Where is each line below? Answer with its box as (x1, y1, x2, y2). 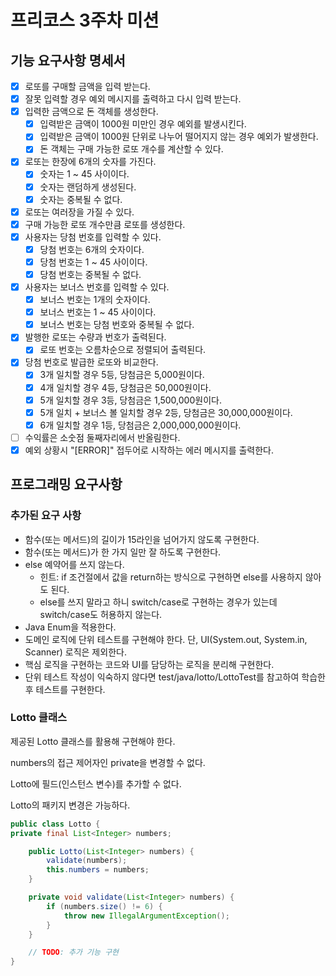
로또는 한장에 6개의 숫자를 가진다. (24, 156, 157, 168)
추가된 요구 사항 (10, 509, 82, 523)
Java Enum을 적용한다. (24, 621, 117, 633)
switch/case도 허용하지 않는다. (39, 608, 163, 620)
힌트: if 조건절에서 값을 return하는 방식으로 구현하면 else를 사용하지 (39, 571, 303, 583)
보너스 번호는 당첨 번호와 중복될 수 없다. (39, 319, 195, 331)
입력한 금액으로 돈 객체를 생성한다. (24, 106, 159, 118)
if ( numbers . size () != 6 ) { (46, 901, 163, 911)
